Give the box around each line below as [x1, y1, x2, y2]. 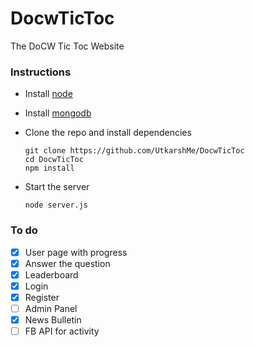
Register [24, 291, 60, 303]
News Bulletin [24, 313, 82, 326]
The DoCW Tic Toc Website [10, 40, 125, 52]
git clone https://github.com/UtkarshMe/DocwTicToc [24, 146, 245, 156]
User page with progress [24, 246, 128, 258]
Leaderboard [24, 268, 79, 281]
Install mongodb [24, 107, 92, 119]
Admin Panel [24, 302, 78, 314]
